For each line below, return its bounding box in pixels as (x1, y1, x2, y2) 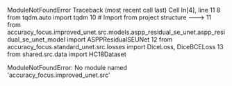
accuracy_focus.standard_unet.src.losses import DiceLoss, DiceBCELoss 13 (7, 43, 224, 51)
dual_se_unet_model (7, 35, 66, 44)
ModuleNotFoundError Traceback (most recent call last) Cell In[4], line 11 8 (7, 6, 221, 14)
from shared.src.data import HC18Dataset (7, 50, 126, 58)
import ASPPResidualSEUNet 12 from (67, 35, 173, 44)
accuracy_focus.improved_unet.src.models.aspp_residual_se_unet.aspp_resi (7, 28, 226, 36)
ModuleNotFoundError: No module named (7, 64, 127, 71)
